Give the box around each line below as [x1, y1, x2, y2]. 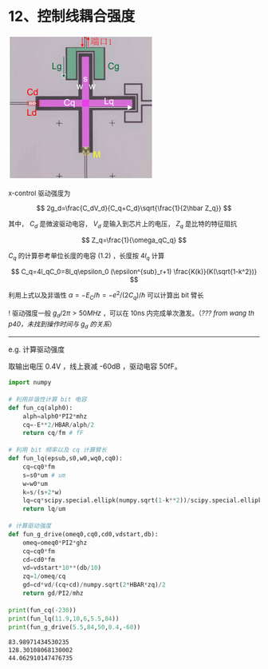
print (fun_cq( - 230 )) [8, 606, 77, 614]
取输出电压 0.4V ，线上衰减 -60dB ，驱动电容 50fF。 [8, 361, 182, 372]
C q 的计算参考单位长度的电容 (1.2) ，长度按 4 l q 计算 [8, 251, 165, 262]
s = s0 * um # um [22, 471, 66, 480]
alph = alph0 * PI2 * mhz [22, 412, 88, 420]
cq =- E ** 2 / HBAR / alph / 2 [22, 420, 94, 428]
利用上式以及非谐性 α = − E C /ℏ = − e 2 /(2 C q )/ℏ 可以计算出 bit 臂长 [8, 289, 204, 302]
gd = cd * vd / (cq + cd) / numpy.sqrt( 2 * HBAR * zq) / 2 [22, 581, 166, 589]
